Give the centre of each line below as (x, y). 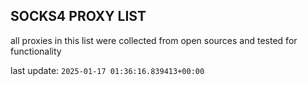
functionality (36, 51)
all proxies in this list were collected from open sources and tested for (154, 40)
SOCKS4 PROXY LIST (78, 16)
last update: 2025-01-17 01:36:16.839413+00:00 (107, 70)
